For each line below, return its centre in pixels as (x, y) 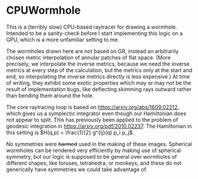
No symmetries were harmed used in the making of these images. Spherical (99, 144)
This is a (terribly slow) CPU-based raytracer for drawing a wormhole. (92, 27)
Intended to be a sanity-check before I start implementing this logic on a (95, 33)
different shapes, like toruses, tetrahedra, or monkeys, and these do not (94, 163)
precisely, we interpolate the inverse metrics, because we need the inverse (98, 64)
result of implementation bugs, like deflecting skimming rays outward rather (99, 89)
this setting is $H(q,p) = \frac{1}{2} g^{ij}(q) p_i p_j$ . (70, 132)
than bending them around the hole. (50, 95)
